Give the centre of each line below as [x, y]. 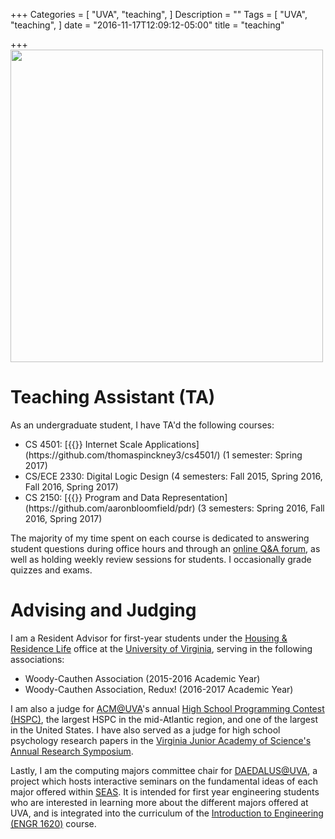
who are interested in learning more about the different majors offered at [159, 802]
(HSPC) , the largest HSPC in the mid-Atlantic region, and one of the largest [164, 719]
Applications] [172, 444]
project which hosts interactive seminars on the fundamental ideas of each [164, 781]
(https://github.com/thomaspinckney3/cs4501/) [122, 455]
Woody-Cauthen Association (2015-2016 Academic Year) [142, 678]
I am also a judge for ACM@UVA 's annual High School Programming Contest [167, 708]
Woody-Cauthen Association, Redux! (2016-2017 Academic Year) [159, 689]
